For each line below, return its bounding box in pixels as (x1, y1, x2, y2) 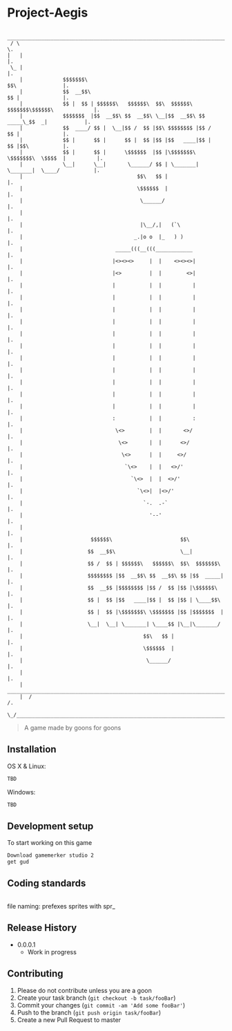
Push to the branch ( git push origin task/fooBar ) (17, 1008, 162, 1016)
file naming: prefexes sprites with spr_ (7, 902, 115, 910)
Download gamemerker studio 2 (7, 852, 95, 859)
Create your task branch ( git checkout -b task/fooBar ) (17, 994, 176, 1002)
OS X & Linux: (7, 762, 46, 770)
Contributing (7, 968, 64, 980)
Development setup (7, 820, 94, 832)
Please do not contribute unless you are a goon (17, 986, 152, 994)
